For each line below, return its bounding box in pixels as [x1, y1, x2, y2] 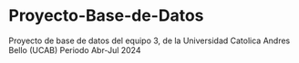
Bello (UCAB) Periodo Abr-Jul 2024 [8, 44, 141, 55]
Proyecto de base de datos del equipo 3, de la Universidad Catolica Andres [8, 35, 291, 46]
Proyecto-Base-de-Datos [8, 5, 204, 26]
